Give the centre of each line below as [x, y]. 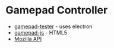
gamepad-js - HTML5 [41, 32]
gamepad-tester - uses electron [53, 26]
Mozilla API [28, 39]
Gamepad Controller [57, 10]
